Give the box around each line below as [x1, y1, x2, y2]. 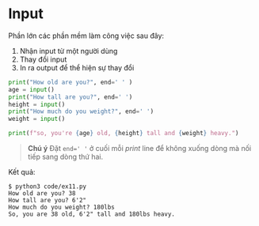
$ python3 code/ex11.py [8, 183, 87, 190]
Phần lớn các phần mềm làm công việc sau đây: [8, 31, 165, 40]
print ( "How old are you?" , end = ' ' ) [8, 78, 133, 86]
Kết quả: [8, 168, 36, 177]
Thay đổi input [19, 55, 67, 64]
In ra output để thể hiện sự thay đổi [19, 62, 135, 72]
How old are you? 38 [8, 190, 77, 198]
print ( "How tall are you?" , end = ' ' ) [8, 92, 133, 101]
